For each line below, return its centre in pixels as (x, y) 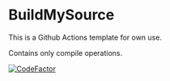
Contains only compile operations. (66, 53)
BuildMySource (62, 15)
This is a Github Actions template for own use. (85, 37)
